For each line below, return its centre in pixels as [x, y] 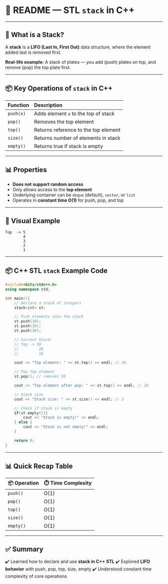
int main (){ [17, 298]
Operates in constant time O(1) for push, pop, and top [68, 201]
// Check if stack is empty [43, 408]
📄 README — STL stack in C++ [70, 10]
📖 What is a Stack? [35, 35]
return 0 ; [24, 441]
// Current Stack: [33, 340]
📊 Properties [26, 170]
